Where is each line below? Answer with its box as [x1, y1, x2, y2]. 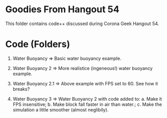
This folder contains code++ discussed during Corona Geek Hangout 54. [5, 20, 159, 27]
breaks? [12, 86, 30, 92]
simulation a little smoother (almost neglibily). [12, 106, 109, 113]
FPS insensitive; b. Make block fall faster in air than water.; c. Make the [12, 101, 162, 107]
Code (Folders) [5, 38, 70, 50]
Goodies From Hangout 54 [5, 4, 119, 15]
